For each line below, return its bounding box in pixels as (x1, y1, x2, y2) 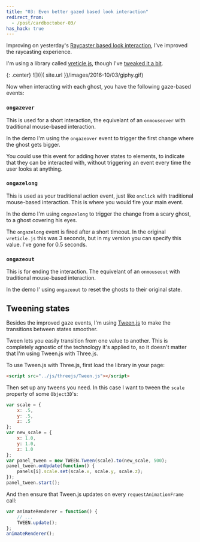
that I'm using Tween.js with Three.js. (6, 350, 99, 357)
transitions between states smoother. (6, 325, 98, 332)
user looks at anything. (6, 165, 63, 172)
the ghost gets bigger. (6, 141, 61, 148)
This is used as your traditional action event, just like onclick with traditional (6, 192, 193, 199)
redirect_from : (6, 14, 44, 20)
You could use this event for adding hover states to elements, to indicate (6, 152, 185, 159)
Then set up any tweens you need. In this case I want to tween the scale (6, 384, 185, 391)
